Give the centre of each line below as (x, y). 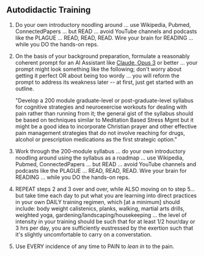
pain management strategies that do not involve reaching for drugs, (100, 133)
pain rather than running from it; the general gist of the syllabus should (104, 113)
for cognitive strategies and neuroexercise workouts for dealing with (101, 107)
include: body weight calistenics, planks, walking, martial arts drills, (100, 208)
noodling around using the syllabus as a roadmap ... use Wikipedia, (100, 158)
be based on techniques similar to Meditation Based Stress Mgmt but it (104, 120)
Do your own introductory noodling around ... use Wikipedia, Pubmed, (103, 24)
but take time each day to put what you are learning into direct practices (106, 196)
